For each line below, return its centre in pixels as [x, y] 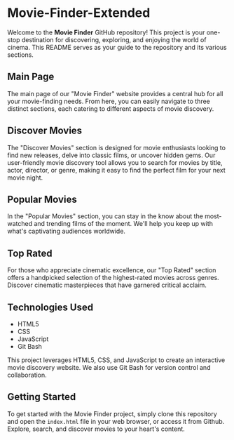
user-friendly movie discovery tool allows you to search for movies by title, [115, 162]
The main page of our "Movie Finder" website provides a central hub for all [115, 93]
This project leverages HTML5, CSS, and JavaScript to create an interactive [116, 360]
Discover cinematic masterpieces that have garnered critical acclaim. [107, 285]
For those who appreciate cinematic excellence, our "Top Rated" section [112, 270]
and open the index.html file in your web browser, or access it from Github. [116, 421]
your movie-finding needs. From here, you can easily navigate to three [109, 101]
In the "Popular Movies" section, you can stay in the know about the [105, 216]
